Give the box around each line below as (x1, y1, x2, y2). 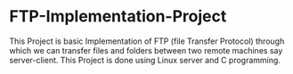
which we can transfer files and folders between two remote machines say (9, 45, 283, 55)
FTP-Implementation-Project (9, 6, 227, 27)
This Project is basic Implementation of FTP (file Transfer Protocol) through (9, 36, 285, 46)
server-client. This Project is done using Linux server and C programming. (9, 54, 281, 65)
